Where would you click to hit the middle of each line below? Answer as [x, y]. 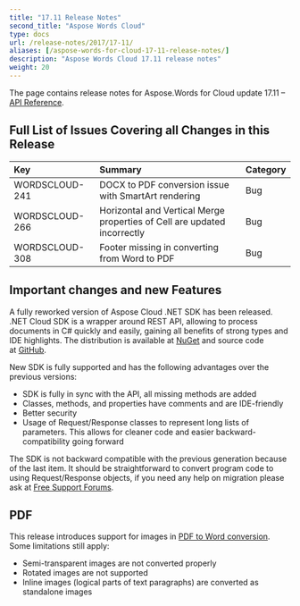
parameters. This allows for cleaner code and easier [118, 432]
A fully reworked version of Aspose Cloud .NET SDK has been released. [141, 311]
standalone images [57, 592]
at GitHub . [28, 349]
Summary [121, 169]
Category [266, 169]
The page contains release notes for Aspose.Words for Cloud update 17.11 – [147, 93]
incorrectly [122, 232]
